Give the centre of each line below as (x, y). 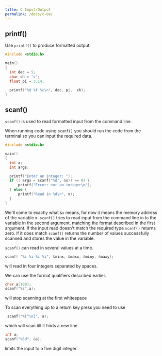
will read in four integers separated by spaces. (51, 266)
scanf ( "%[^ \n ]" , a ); (28, 317)
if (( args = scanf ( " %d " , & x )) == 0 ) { (50, 180)
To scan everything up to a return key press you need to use (65, 307)
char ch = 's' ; (25, 77)
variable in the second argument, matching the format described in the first (80, 223)
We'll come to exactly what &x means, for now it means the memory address (81, 213)
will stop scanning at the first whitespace (46, 298)
